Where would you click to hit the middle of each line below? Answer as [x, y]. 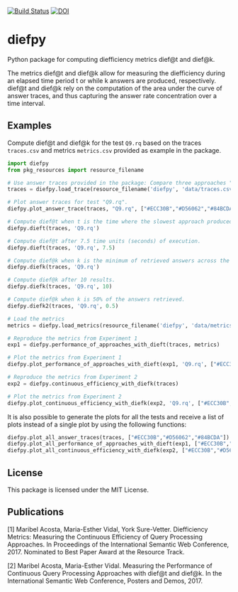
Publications [36, 512]
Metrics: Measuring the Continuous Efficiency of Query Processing [105, 537]
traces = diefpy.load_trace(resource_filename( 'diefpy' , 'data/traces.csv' [121, 189]
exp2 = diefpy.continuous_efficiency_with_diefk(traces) [93, 384]
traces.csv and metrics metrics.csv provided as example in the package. [114, 150]
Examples [29, 125]
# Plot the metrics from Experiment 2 [64, 397]
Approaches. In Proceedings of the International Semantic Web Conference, [118, 544]
